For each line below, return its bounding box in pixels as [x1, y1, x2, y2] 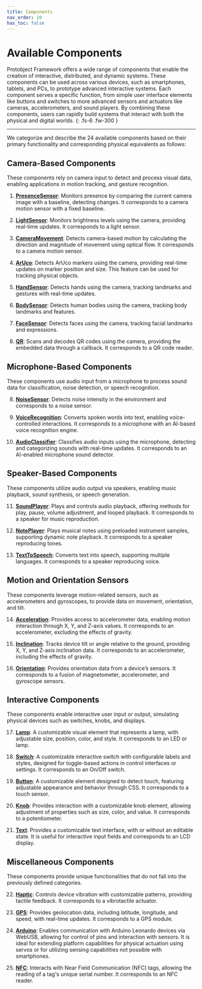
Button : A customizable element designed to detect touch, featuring [15, 778, 184, 785]
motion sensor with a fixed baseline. [15, 205, 105, 212]
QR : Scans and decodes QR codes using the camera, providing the [15, 338, 181, 345]
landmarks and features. [15, 308, 76, 315]
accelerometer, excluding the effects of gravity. [15, 628, 132, 636]
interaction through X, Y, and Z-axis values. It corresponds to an [15, 622, 174, 629]
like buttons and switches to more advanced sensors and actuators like [7, 98, 183, 105]
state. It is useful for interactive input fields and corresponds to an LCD [15, 833, 191, 840]
